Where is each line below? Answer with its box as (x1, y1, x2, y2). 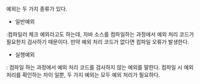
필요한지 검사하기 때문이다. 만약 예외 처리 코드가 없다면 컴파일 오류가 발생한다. (6, 38, 190, 45)
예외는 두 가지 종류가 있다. (6, 5, 67, 12)
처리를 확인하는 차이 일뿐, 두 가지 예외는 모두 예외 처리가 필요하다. (6, 71, 161, 78)
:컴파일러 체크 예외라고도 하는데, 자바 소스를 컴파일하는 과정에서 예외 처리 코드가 (6, 31, 195, 38)
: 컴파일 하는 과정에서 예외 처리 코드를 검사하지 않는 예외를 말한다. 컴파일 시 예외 (6, 64, 194, 71)
